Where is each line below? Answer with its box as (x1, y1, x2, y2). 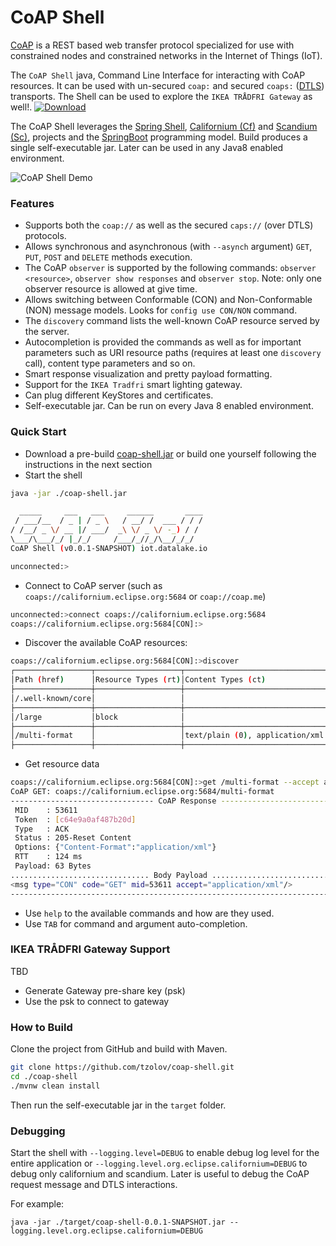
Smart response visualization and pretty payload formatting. (24, 368, 273, 380)
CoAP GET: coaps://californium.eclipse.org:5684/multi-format (10, 787, 275, 797)
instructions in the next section (24, 458, 153, 470)
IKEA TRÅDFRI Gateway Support (10, 942, 171, 956)
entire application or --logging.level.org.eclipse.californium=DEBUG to (10, 1157, 308, 1170)
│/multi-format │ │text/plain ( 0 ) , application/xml (10, 731, 325, 741)
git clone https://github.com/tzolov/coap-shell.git (10, 1062, 235, 1073)
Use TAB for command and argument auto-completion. (24, 917, 248, 930)
